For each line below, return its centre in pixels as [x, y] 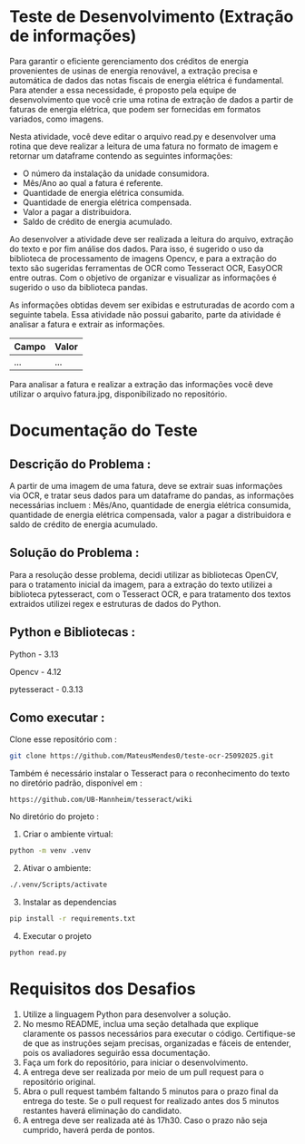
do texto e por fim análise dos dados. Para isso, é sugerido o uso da [137, 249]
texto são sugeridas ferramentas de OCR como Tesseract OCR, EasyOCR [146, 268]
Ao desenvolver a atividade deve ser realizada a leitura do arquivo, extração [152, 239]
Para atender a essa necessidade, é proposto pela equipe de [123, 90]
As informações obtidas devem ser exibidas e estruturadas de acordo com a [152, 305]
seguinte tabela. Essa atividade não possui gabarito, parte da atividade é [145, 314]
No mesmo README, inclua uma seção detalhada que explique [140, 1023]
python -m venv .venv [50, 851]
